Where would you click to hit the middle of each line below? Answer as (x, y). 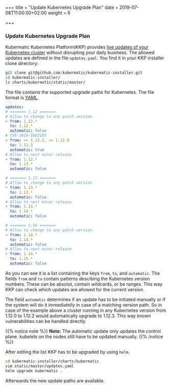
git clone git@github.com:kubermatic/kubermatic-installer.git (74, 73)
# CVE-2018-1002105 (26, 136)
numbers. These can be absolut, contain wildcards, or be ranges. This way (84, 284)
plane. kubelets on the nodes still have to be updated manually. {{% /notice (84, 336)
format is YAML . (22, 97)
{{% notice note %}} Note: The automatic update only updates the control (83, 331)
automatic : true (27, 150)
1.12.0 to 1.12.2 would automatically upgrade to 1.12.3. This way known (78, 316)
